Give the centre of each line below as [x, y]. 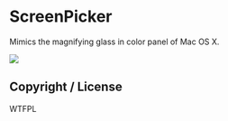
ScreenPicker [61, 17]
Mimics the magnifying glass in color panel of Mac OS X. [114, 42]
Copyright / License [66, 87]
